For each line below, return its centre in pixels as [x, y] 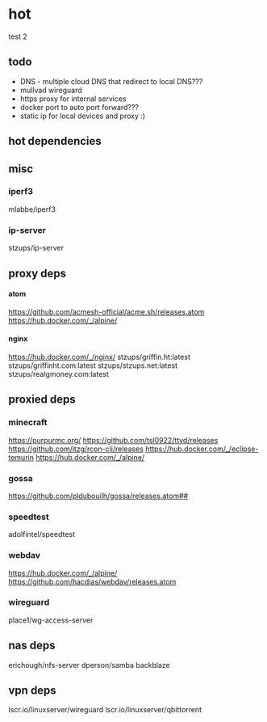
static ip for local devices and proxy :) [83, 116]
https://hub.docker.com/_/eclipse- [202, 449]
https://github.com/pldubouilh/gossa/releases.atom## [98, 496]
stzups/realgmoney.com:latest [58, 374]
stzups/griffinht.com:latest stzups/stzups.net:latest [93, 365]
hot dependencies [55, 141]
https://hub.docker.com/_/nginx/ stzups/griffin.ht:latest [100, 357]
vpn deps [32, 690]
